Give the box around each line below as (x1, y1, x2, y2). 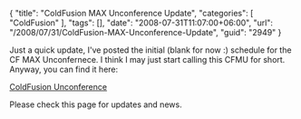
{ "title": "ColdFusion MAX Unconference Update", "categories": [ (9, 8, 254, 18)
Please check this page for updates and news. (9, 99, 183, 110)
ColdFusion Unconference (9, 82, 107, 92)
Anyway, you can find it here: (9, 64, 119, 74)
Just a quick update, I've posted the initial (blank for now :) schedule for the (9, 45, 292, 55)
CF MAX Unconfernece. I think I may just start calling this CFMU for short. (9, 55, 286, 64)
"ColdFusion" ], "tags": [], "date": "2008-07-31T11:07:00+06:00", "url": (9, 17, 274, 28)
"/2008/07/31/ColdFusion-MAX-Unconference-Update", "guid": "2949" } (9, 27, 282, 37)
